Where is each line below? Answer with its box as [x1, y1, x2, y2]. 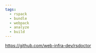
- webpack [9, 20, 29, 26]
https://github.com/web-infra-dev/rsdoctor [5, 43, 92, 48]
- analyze [9, 25, 29, 30]
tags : [5, 7, 16, 12]
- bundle [9, 16, 27, 21]
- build [9, 29, 25, 34]
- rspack [9, 12, 27, 16]
